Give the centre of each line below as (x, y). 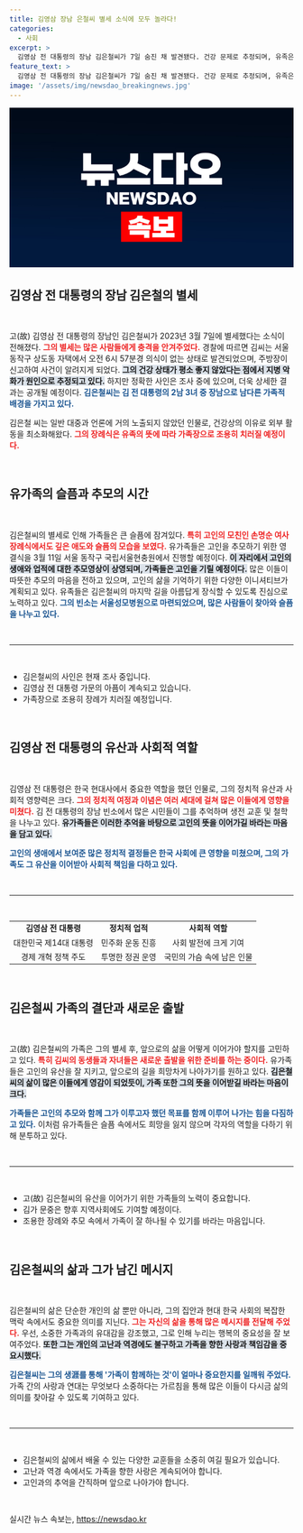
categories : (32, 28)
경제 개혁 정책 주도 (53, 956)
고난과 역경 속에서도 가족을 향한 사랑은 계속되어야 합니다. (122, 1472)
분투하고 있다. (43, 1136)
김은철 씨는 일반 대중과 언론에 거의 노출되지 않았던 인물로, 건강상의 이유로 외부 (147, 423)
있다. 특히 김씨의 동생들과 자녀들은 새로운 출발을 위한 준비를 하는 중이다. (143, 1060)
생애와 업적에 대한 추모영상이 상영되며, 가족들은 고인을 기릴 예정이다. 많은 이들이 (149, 568)
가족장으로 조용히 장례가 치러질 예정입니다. (97, 698)
